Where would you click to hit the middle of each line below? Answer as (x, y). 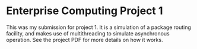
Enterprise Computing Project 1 (85, 11)
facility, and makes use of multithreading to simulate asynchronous (88, 33)
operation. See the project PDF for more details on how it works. (85, 40)
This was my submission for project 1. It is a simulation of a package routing (99, 27)
